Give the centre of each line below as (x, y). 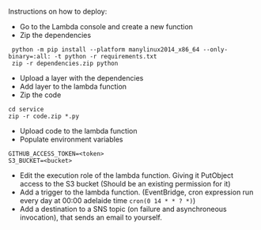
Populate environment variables (71, 139)
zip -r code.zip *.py (44, 116)
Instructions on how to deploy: (58, 11)
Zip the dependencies (55, 35)
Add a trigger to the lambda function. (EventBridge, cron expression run (136, 192)
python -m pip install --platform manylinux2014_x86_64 (106, 50)
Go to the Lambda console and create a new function (106, 26)
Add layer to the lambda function (73, 87)
